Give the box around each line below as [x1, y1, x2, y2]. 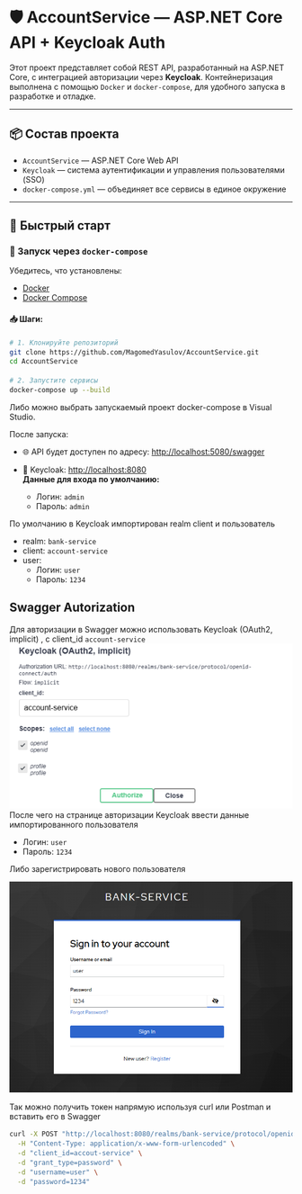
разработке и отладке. [9, 91, 96, 102]
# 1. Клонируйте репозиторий [9, 338, 119, 347]
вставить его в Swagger [9, 1111, 102, 1122]
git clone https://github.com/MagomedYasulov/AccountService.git [9, 347, 259, 356]
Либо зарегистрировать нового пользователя [9, 863, 186, 874]
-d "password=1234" [17, 1177, 91, 1186]
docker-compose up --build [9, 386, 111, 395]
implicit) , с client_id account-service [9, 633, 146, 644]
